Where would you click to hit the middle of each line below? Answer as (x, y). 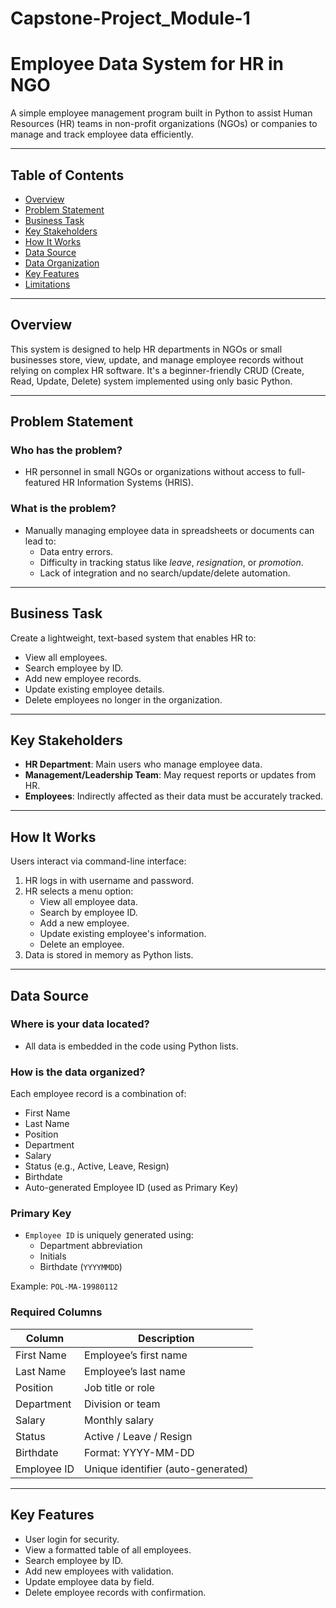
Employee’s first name (136, 1355)
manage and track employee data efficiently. (102, 134)
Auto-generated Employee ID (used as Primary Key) (131, 1188)
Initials (53, 1256)
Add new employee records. (83, 678)
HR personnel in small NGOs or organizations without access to (155, 472)
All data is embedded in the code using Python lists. (131, 1046)
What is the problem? (63, 509)
